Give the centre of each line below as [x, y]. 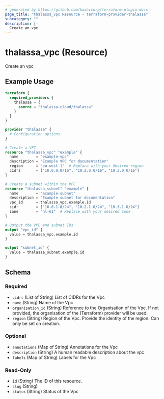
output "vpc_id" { [24, 230]
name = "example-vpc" [39, 157]
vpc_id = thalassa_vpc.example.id [50, 202]
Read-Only [18, 370]
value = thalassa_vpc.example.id [44, 234]
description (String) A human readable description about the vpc [78, 352]
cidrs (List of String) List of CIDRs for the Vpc [58, 297]
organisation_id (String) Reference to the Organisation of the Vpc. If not [85, 308]
